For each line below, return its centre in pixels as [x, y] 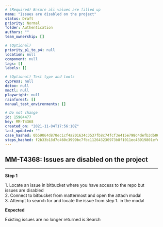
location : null [20, 54]
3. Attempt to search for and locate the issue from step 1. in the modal [75, 201]
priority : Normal [23, 23]
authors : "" [17, 32]
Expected [15, 210]
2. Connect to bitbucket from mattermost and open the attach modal [73, 195]
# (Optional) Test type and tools [40, 77]
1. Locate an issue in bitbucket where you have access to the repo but [75, 185]
